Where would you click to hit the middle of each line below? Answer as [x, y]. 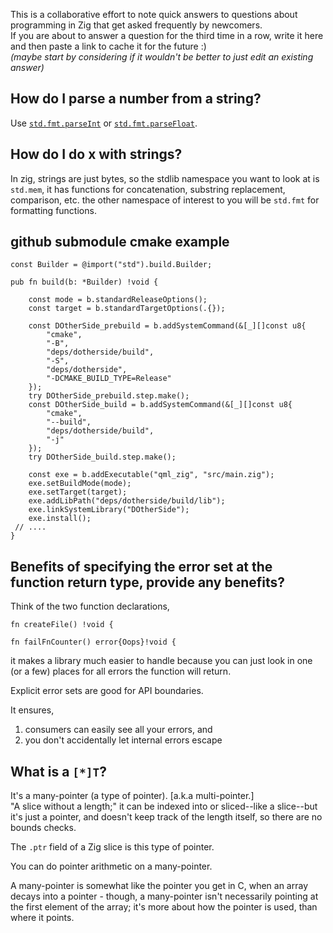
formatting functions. [53, 210]
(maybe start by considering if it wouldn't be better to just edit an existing [162, 57]
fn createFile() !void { [62, 625]
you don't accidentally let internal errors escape [123, 740]
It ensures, [32, 710]
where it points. [42, 918]
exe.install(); [60, 519]
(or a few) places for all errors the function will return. [121, 671]
